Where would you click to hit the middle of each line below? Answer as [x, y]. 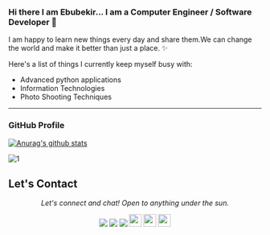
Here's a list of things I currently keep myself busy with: [100, 64]
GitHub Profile [37, 126]
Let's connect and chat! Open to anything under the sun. [135, 203]
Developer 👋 [33, 22]
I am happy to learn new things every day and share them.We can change [130, 39]
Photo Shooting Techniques [66, 97]
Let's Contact [43, 183]
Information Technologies [62, 89]
